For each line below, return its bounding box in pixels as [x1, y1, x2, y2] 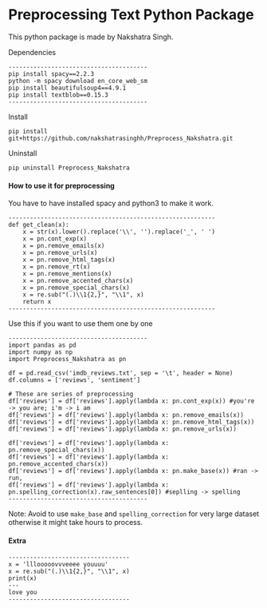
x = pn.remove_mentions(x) [22, 270, 112, 278]
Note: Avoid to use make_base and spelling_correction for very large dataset [8, 509, 260, 519]
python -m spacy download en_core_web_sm [8, 77, 148, 85]
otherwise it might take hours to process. [8, 518, 143, 527]
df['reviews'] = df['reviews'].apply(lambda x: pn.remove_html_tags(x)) [8, 418, 255, 427]
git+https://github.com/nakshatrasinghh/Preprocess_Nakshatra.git [8, 134, 234, 142]
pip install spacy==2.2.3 [8, 70, 94, 77]
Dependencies [8, 47, 57, 57]
